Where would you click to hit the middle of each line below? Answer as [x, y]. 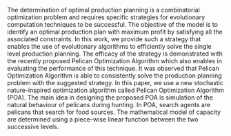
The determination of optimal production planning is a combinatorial [103, 10]
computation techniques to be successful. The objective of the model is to [113, 24]
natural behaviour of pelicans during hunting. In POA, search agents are [109, 105]
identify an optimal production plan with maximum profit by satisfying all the [115, 32]
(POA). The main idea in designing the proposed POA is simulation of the [110, 98]
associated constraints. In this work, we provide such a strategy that [104, 39]
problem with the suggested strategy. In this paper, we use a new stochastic [115, 83]
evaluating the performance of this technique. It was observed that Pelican [113, 68]
